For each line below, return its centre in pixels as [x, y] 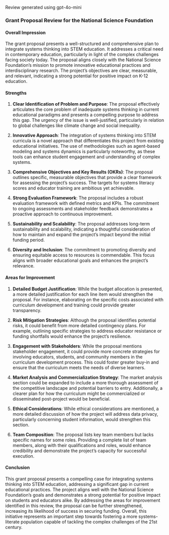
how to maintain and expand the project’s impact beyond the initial [81, 235]
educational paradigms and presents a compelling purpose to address [86, 115]
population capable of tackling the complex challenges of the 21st [89, 522]
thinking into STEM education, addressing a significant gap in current [77, 484]
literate [13, 522]
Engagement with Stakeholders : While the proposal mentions [77, 346]
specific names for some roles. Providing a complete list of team [79, 440]
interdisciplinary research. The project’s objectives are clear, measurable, [81, 71]
